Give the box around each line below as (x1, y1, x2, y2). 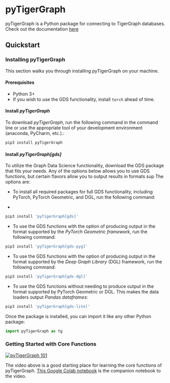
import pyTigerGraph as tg (5, 328, 63, 333)
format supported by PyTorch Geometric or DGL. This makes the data (12, 288, 159, 295)
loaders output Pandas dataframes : (12, 294, 88, 300)
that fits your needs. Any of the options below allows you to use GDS (5, 168, 150, 174)
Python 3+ (12, 91, 35, 97)
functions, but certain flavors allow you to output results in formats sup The (5, 173, 164, 179)
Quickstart (5, 41, 40, 50)
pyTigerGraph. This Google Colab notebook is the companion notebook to (5, 367, 161, 374)
